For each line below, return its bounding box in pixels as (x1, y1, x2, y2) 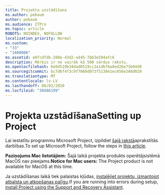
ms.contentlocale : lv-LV (5, 78, 58, 83)
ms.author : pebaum (5, 12, 44, 17)
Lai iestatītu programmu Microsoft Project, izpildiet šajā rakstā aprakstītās (5, 137, 158, 144)
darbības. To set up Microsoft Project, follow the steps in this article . (5, 143, 147, 149)
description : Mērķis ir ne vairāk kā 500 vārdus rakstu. (5, 60, 128, 65)
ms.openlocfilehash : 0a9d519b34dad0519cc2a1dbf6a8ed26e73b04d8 (5, 64, 142, 69)
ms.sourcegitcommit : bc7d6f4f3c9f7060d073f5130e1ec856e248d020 (5, 69, 142, 74)
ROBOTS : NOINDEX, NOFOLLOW (5, 31, 62, 36)
